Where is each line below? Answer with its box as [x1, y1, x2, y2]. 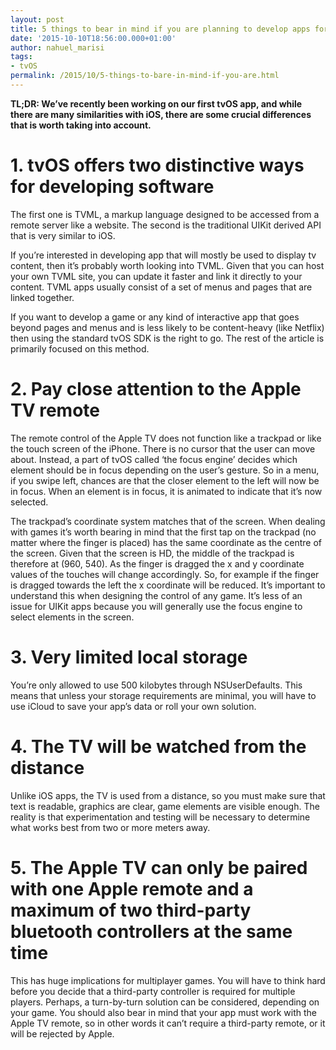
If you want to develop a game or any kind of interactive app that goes [10, 311, 300, 323]
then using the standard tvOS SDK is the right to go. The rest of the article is [10, 332, 325, 344]
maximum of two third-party [10, 899, 252, 921]
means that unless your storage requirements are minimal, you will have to [10, 689, 317, 701]
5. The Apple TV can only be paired [10, 856, 308, 879]
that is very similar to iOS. [10, 229, 116, 241]
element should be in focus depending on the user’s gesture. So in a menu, [10, 464, 320, 476]
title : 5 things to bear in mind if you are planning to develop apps [10, 24, 311, 34]
